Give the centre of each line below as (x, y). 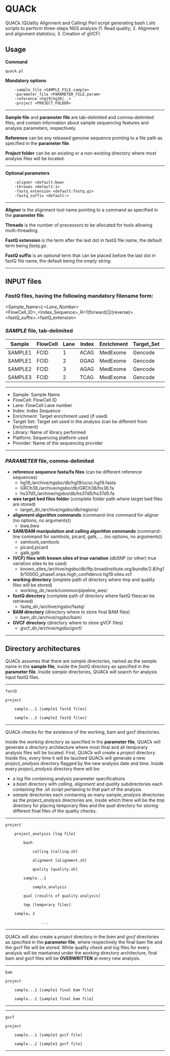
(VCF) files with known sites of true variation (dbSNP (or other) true (84, 558)
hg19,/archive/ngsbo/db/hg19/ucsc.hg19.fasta (68, 483)
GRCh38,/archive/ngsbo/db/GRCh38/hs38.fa (67, 488)
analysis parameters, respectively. (41, 128)
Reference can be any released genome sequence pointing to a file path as (84, 138)
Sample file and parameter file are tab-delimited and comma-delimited (80, 117)
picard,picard (34, 548)
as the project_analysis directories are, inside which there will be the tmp (89, 800)
